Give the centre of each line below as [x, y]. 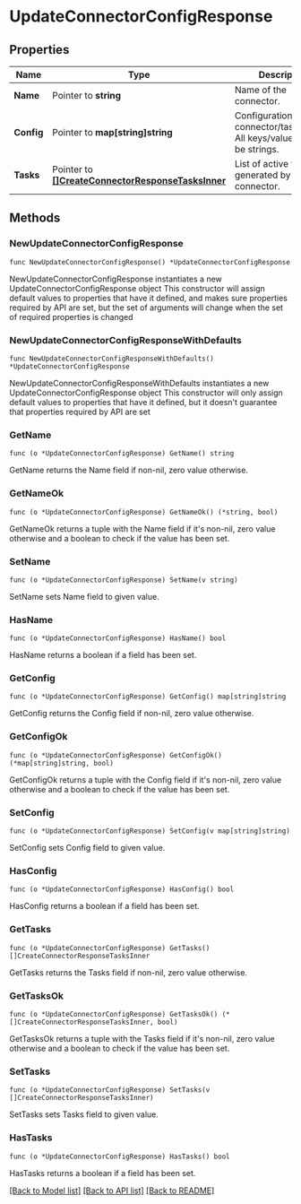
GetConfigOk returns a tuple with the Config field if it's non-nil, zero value [146, 780]
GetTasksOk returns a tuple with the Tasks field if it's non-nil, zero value [142, 1038]
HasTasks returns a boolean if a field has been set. [103, 1173]
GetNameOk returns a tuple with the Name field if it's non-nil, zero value [142, 528]
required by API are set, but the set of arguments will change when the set [146, 307]
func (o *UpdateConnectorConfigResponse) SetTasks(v [110, 1090]
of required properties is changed [71, 316]
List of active [262, 164]
